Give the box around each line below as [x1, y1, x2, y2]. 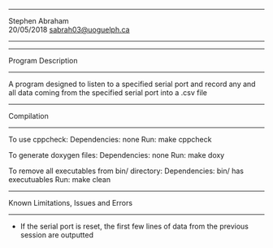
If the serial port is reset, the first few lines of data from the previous [19, 221, 249, 231]
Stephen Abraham [8, 16, 69, 25]
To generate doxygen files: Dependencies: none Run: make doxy [8, 150, 225, 159]
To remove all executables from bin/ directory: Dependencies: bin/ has [8, 166, 245, 176]
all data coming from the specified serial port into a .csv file [8, 88, 207, 98]
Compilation [8, 111, 49, 120]
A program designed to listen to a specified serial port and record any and [8, 79, 256, 89]
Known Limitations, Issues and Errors [8, 198, 132, 207]
